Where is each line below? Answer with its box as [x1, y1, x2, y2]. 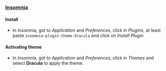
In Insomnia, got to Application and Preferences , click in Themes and [12, 55, 154, 61]
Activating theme [5, 44, 42, 50]
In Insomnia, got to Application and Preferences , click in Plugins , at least [12, 27, 161, 33]
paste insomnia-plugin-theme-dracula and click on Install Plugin [12, 33, 144, 39]
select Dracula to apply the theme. [12, 60, 84, 66]
